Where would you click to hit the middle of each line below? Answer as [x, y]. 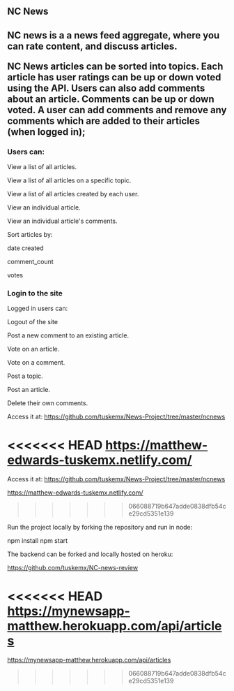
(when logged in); [46, 132]
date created [25, 248]
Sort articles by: [30, 235]
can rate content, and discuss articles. [92, 46]
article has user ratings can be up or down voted [114, 77]
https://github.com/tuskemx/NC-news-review [72, 568]
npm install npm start [38, 541]
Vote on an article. [33, 349]
